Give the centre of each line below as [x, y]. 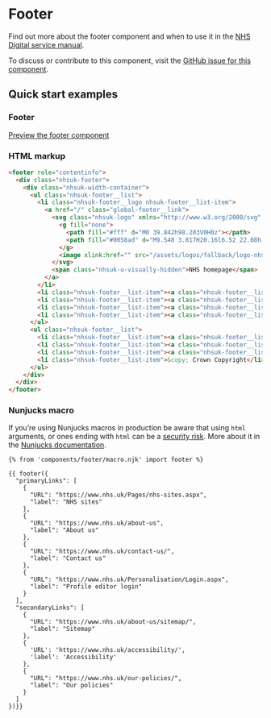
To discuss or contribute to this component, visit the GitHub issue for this [130, 60]
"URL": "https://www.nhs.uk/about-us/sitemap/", [113, 622]
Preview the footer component [59, 135]
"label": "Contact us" [68, 558]
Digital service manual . [46, 44]
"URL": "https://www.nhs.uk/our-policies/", [106, 679]
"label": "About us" [64, 530]
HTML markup [37, 156]
